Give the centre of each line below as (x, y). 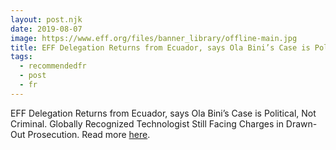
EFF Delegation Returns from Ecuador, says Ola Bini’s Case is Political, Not (163, 113)
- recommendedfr (53, 66)
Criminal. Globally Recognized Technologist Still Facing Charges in (147, 123)
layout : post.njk (46, 19)
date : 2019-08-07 (46, 29)
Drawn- (301, 123)
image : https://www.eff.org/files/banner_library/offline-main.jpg (154, 38)
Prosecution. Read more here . (89, 134)
